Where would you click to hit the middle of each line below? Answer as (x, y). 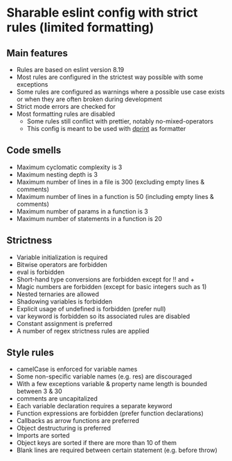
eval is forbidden (41, 272)
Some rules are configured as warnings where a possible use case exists (121, 92)
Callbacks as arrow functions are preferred (78, 421)
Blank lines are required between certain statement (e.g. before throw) (117, 450)
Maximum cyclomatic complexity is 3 (69, 167)
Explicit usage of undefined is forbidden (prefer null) (91, 308)
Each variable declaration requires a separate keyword (94, 406)
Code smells (34, 150)
